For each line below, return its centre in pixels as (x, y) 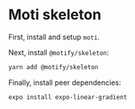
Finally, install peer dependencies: (65, 83)
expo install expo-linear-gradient (68, 97)
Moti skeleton (55, 15)
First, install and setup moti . (54, 37)
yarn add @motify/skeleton (53, 67)
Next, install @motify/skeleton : (59, 52)
